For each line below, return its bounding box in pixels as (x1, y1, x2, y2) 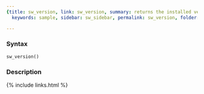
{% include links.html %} (6, 81, 68, 89)
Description (6, 67, 42, 76)
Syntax (6, 40, 28, 49)
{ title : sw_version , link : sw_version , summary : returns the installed (6, 8, 191, 15)
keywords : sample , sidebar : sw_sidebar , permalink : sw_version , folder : (12, 15, 200, 21)
